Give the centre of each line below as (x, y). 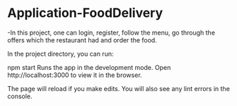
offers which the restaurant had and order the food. (82, 40)
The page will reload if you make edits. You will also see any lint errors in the (118, 88)
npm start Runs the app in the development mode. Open (89, 67)
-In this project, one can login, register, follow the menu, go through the (111, 33)
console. (20, 96)
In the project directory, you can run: (60, 54)
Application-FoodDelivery (85, 13)
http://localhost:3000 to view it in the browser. (75, 75)
